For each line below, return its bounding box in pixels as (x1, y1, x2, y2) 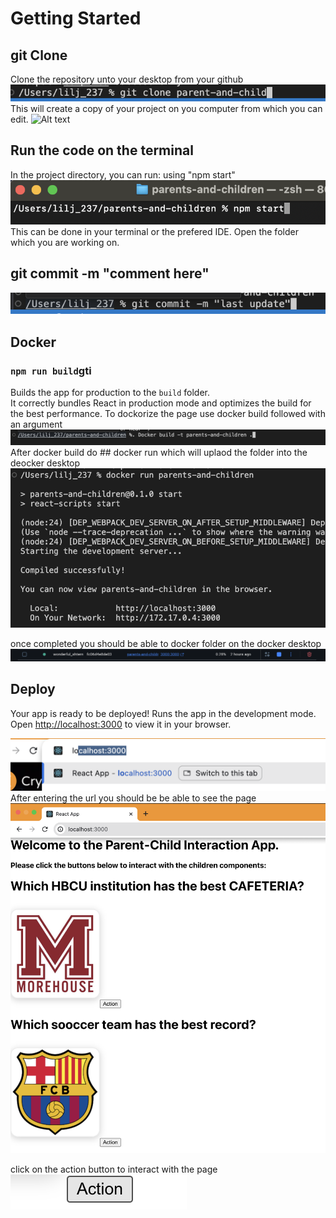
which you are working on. (10, 236, 120, 248)
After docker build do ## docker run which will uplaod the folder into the (10, 446, 308, 458)
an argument (10, 418, 63, 430)
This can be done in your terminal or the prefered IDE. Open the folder (10, 225, 299, 237)
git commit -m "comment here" (10, 265, 210, 282)
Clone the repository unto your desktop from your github (10, 73, 244, 85)
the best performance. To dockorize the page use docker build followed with (10, 407, 326, 419)
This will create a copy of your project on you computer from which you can (10, 103, 323, 115)
